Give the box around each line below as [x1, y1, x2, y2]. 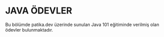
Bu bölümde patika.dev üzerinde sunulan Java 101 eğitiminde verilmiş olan [5, 21, 159, 27]
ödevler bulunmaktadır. [5, 26, 53, 32]
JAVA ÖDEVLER [5, 5, 72, 16]
